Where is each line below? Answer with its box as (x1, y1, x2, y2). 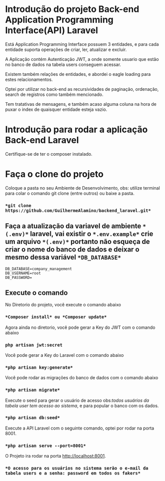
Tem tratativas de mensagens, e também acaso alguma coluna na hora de (5, 101, 157, 107)
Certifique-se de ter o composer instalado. (5, 151, 93, 157)
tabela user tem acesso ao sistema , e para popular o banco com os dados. (5, 403, 159, 409)
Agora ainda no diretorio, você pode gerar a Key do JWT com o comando (5, 324, 156, 330)
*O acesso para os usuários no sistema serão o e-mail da (5, 466, 149, 471)
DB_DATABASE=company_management (5, 266, 72, 271)
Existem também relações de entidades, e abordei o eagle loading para (5, 71, 151, 77)
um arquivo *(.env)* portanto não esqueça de (5, 238, 150, 246)
